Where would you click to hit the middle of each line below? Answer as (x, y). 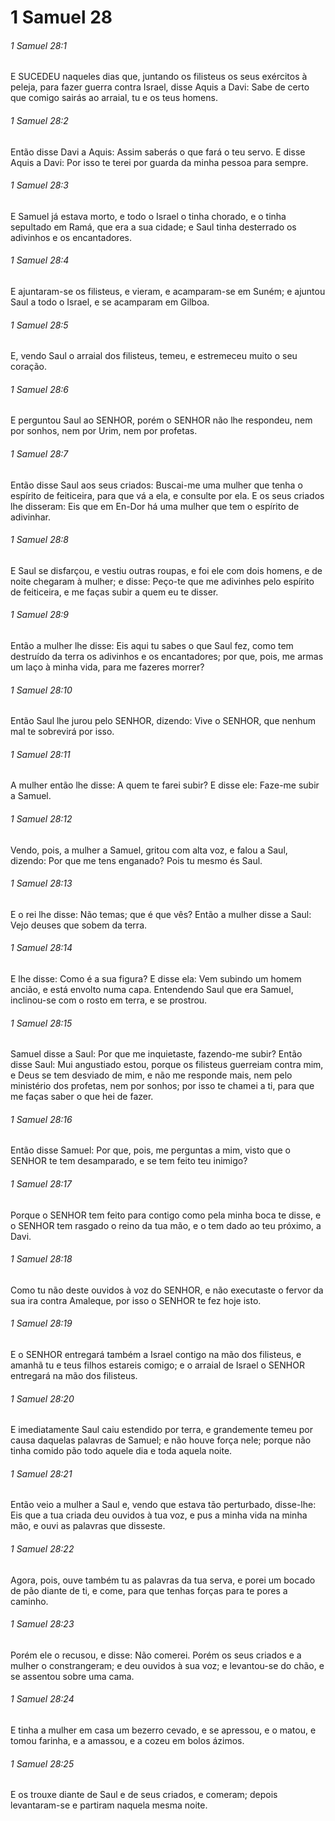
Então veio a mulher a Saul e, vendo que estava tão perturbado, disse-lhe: (163, 1505)
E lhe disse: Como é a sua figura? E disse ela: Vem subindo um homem (156, 979)
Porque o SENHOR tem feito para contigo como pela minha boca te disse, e (166, 1215)
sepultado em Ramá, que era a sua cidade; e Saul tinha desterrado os (153, 227)
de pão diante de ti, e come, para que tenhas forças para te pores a (149, 1590)
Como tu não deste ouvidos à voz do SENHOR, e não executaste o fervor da (167, 1290)
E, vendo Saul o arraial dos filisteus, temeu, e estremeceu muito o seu (154, 356)
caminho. (29, 1601)
